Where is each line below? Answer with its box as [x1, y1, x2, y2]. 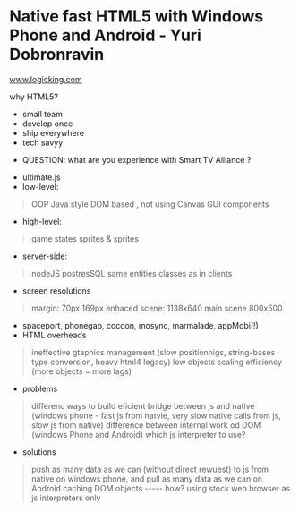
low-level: [21, 181, 59, 192]
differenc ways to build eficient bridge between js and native [30, 400, 255, 411]
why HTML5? [9, 91, 58, 102]
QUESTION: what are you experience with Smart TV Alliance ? [21, 154, 252, 165]
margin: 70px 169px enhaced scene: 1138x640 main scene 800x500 [30, 303, 284, 313]
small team [21, 108, 63, 119]
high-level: [21, 216, 63, 226]
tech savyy [21, 137, 64, 148]
